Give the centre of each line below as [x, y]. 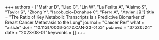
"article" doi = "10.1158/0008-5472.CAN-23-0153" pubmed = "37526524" [79, 27]
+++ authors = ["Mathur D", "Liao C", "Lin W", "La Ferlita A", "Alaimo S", [76, 7]
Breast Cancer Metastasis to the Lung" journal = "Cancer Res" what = [75, 22]
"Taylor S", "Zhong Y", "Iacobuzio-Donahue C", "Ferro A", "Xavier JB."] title [79, 12]
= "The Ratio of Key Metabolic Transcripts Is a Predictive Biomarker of [75, 17]
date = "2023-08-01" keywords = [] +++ [45, 33]
